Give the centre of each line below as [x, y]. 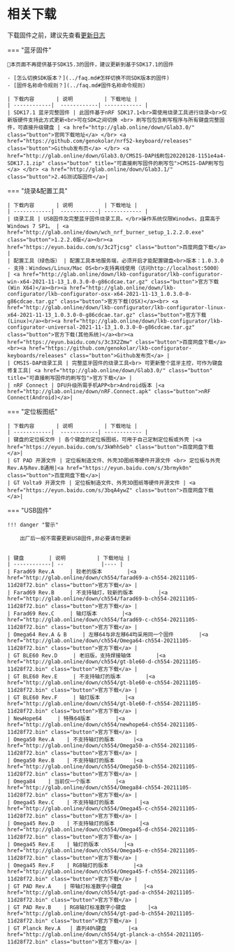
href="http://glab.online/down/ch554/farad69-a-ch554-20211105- [103, 578]
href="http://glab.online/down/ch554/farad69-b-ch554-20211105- [103, 599]
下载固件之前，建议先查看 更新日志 [56, 35]
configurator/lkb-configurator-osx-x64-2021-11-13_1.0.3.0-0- [100, 294]
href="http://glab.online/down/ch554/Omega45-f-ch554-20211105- [103, 872]
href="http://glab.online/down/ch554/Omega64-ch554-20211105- [100, 641]
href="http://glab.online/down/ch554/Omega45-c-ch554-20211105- [103, 809]
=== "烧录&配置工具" [37, 190]
